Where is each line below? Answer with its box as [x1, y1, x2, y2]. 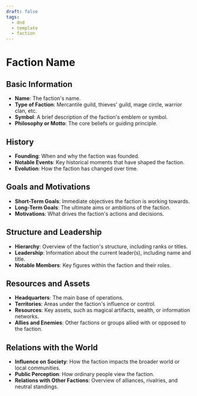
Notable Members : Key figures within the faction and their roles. [14, 261, 172, 268]
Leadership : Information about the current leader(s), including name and [14, 249, 191, 256]
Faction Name [6, 56, 75, 69]
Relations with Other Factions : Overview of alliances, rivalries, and [14, 377, 178, 384]
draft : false [6, 8, 38, 15]
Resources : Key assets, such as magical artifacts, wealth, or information [14, 307, 191, 314]
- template [11, 25, 38, 31]
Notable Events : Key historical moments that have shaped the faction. [14, 158, 185, 165]
